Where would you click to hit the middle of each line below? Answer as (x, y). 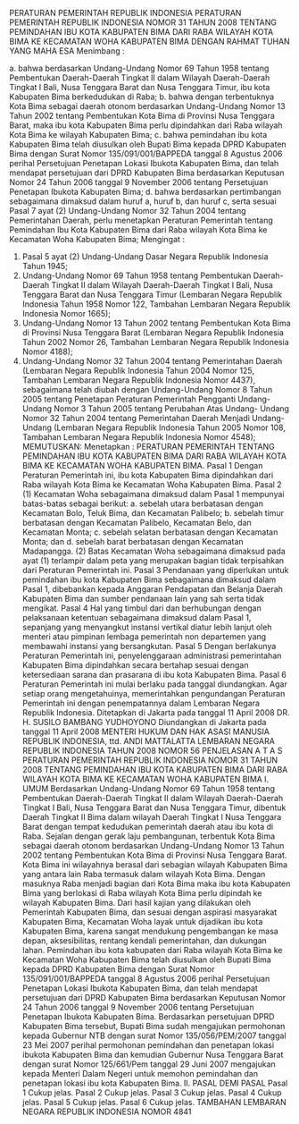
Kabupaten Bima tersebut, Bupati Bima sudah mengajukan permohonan (154, 1026)
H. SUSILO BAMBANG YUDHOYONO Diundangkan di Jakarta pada (144, 722)
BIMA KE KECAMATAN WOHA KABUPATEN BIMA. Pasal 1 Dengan (142, 465)
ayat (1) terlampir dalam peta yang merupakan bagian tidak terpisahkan (153, 561)
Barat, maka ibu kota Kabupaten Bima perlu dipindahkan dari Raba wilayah (146, 125)
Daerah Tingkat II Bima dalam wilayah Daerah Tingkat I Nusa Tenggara (152, 817)
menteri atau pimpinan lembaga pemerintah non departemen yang (144, 637)
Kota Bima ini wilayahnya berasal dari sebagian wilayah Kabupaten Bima (155, 865)
